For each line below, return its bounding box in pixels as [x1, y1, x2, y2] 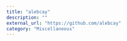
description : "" [6, 14, 48, 20]
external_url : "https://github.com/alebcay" [6, 20, 122, 26]
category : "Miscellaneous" [6, 25, 75, 32]
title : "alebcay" [6, 8, 51, 15]
